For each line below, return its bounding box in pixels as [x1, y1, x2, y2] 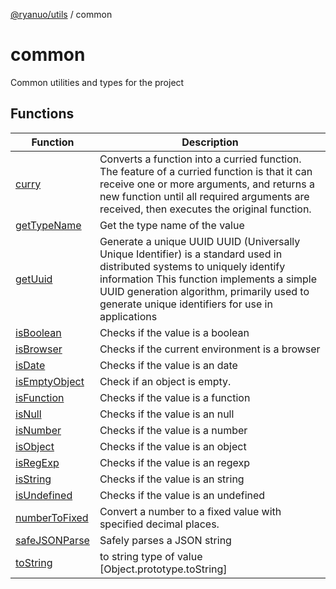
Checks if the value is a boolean [99, 325, 250, 339]
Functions [10, 105, 75, 123]
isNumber [15, 423, 62, 437]
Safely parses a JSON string [99, 533, 232, 547]
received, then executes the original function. [99, 202, 312, 216]
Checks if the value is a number [99, 423, 248, 437]
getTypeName [15, 218, 82, 232]
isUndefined [15, 488, 73, 502]
